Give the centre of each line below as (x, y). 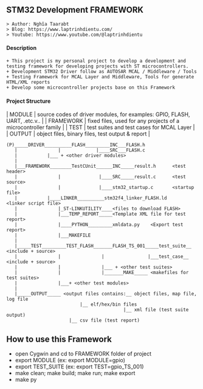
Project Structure (29, 101)
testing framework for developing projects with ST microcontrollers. (98, 66)
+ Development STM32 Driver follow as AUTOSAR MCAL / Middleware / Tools (102, 72)
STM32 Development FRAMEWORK (75, 10)
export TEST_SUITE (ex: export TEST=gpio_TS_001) (79, 367)
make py (26, 380)
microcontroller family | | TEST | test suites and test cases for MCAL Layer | (101, 128)
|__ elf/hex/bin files (108, 305)
